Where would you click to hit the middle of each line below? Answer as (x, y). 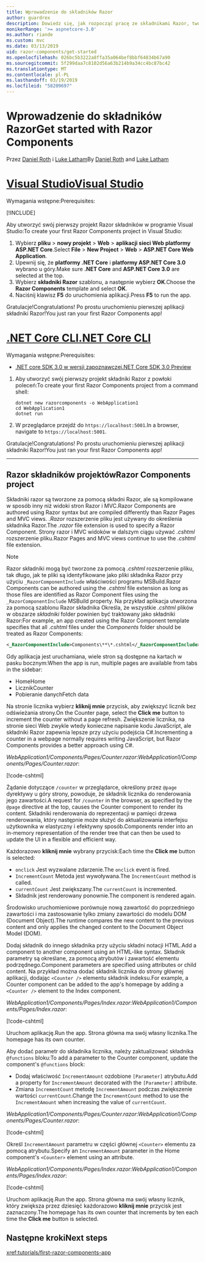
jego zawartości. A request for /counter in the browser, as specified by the (99, 800)
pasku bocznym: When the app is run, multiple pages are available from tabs (102, 663)
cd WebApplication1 (40, 408)
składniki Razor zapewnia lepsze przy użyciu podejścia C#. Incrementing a (99, 732)
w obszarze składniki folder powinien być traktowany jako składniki (91, 614)
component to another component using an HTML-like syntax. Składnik (96, 952)
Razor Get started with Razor (79, 129)
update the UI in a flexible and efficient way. (62, 839)
